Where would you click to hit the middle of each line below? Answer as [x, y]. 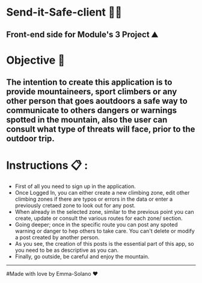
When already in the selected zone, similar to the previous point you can [104, 212]
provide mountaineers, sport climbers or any [92, 92]
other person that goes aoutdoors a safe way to [97, 101]
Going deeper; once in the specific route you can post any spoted [96, 225]
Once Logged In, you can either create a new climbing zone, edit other [102, 193]
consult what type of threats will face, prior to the [101, 129]
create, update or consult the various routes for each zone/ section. [99, 218]
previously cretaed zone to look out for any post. [75, 205]
